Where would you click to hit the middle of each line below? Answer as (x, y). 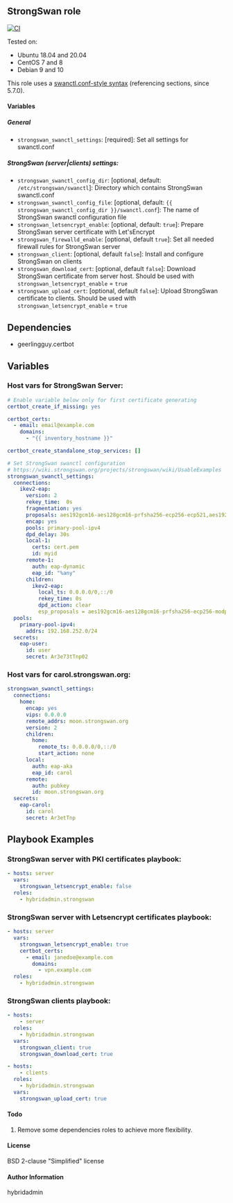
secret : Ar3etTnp (51, 817)
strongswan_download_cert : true (66, 1054)
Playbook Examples (51, 839)
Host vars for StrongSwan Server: (65, 386)
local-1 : (38, 541)
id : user (38, 650)
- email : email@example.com (54, 426)
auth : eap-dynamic (59, 566)
